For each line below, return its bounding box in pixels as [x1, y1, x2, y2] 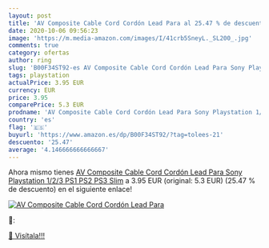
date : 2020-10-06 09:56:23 [8, 26, 98, 34]
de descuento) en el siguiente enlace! [8, 185, 132, 194]
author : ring [8, 57, 52, 65]
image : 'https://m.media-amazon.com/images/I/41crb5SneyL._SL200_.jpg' [8, 34, 252, 42]
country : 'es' [8, 116, 56, 124]
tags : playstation [8, 71, 70, 79]
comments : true [8, 42, 59, 50]
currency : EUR [8, 86, 56, 94]
